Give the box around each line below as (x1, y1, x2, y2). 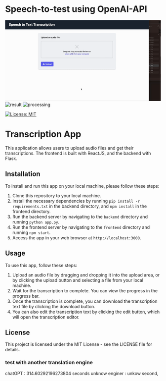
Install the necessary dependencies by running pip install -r (12, 198, 140, 204)
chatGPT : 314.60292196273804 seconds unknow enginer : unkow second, (5, 370, 159, 376)
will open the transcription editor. (12, 314, 80, 320)
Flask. (5, 155, 17, 162)
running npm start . (12, 229, 51, 235)
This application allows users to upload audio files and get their (5, 145, 134, 151)
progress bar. (12, 293, 40, 299)
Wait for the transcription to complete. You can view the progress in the (12, 287, 158, 293)
